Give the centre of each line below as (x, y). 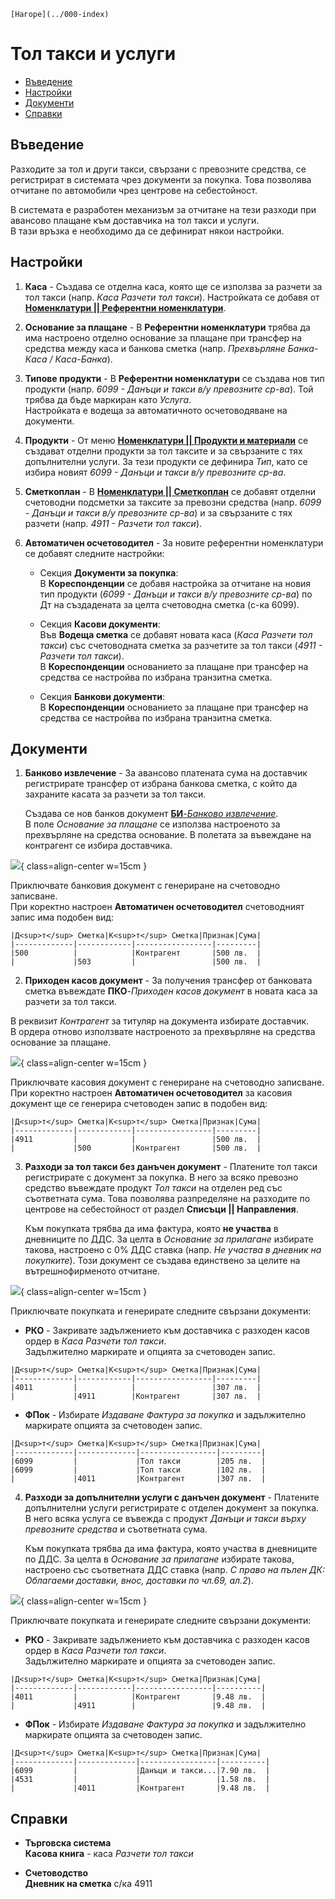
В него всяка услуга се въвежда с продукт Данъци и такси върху (165, 1519)
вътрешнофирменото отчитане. (92, 1271)
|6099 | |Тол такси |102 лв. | (138, 1470)
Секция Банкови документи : (102, 696)
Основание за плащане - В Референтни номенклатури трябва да (167, 327)
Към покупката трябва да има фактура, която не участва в (151, 1229)
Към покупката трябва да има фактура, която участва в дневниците (171, 1549)
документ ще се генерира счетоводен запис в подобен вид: (139, 1104)
